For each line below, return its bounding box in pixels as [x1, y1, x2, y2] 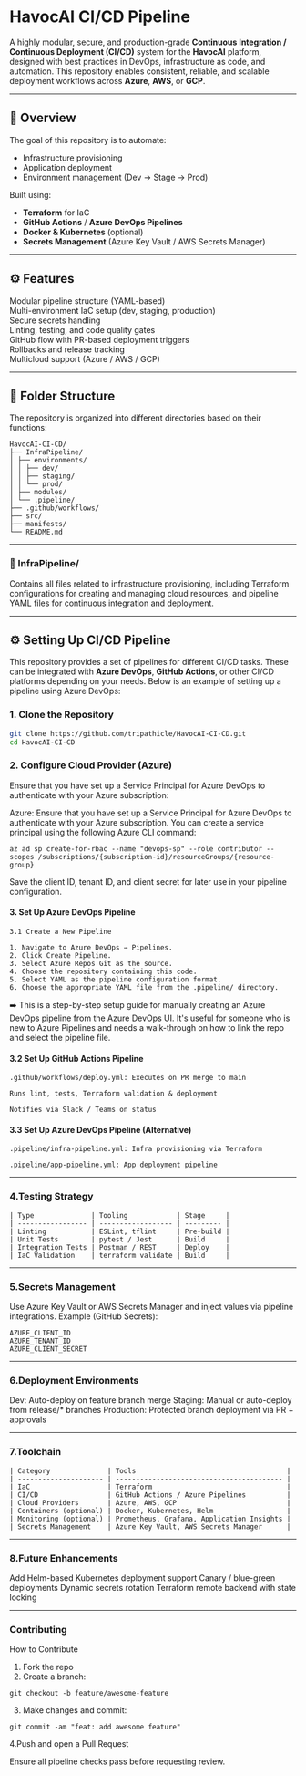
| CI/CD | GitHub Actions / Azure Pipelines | [9, 1490, 291, 1500]
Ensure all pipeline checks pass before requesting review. [9, 1756, 226, 1767]
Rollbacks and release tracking [9, 344, 126, 355]
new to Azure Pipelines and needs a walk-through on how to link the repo [9, 1023, 285, 1033]
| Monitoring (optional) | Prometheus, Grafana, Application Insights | [9, 1514, 291, 1523]
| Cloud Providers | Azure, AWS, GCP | [9, 1498, 291, 1507]
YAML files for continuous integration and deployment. [9, 597, 214, 608]
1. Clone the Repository [9, 709, 114, 722]
